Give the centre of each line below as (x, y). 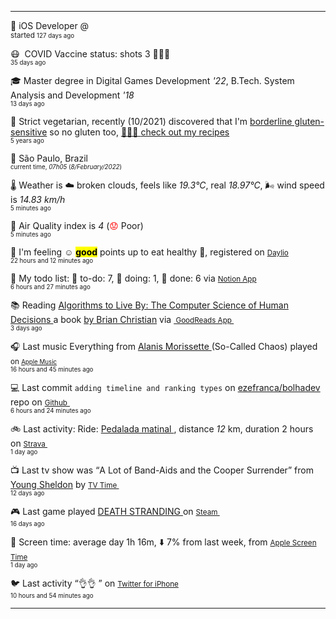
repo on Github (39, 402)
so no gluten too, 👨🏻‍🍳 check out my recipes (139, 132)
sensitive (29, 132)
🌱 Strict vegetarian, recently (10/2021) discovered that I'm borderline (151, 121)
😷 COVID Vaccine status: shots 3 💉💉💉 (90, 54)
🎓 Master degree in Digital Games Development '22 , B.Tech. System (152, 80)
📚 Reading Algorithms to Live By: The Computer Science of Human (149, 305)
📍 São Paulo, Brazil (49, 158)
